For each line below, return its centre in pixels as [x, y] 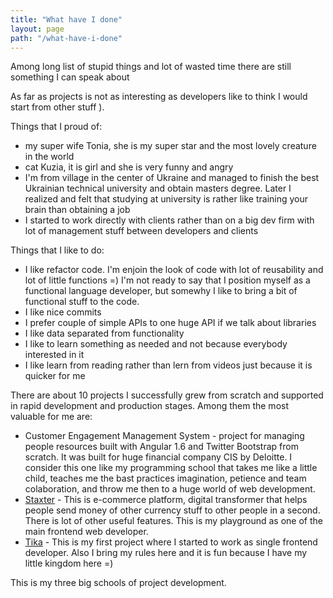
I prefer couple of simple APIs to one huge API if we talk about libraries [170, 323]
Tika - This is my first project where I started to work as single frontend [171, 542]
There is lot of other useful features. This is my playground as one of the [173, 521]
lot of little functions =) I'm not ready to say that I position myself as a [167, 280]
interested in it [54, 355]
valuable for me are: [51, 417]
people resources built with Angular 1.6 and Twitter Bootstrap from [161, 447]
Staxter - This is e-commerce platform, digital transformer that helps [166, 500]
